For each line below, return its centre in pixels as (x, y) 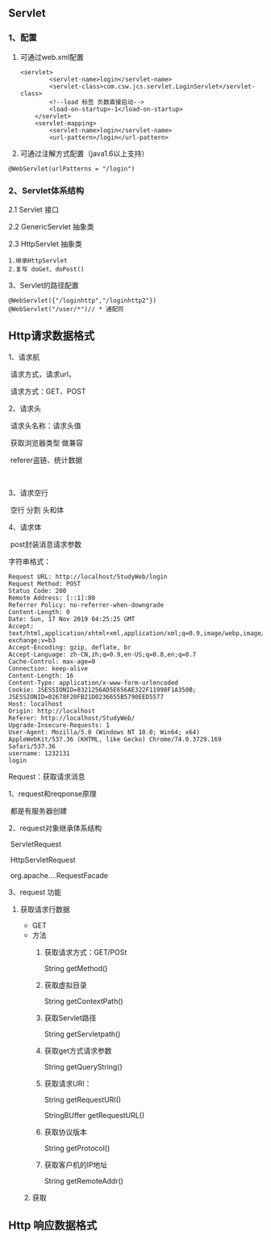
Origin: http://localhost (52, 711)
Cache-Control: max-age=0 (52, 662)
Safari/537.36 (32, 746)
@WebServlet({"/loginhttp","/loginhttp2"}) (83, 301)
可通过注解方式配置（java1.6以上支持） (84, 153)
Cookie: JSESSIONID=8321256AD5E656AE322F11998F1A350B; (102, 690)
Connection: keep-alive (48, 668)
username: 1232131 (39, 753)
